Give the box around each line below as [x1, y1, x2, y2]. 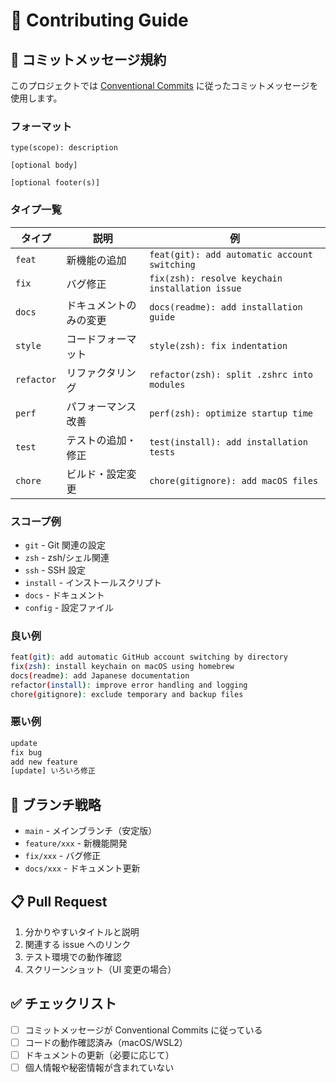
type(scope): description [10, 143, 118, 153]
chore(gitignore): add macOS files [149, 475, 319, 486]
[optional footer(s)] [10, 178, 101, 188]
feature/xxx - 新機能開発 [24, 837, 128, 849]
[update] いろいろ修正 [10, 766, 96, 776]
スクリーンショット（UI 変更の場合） [24, 963, 177, 975]
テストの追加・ [66, 433, 137, 447]
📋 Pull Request [10, 893, 108, 910]
